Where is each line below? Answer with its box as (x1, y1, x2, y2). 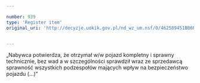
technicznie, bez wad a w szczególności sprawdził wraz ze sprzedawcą (6, 58, 183, 65)
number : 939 (6, 14, 36, 20)
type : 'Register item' (6, 19, 62, 25)
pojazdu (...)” (6, 71, 39, 78)
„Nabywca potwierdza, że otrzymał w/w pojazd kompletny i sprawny (6, 52, 174, 59)
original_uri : (6, 25, 42, 31)
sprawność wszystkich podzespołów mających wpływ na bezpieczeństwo (6, 64, 189, 71)
